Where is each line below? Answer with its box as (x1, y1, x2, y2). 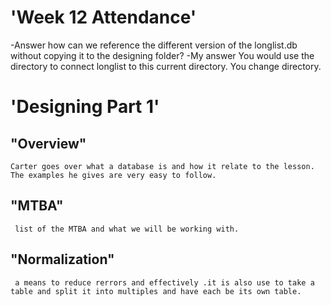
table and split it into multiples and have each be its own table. (10, 286, 302, 296)
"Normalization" (10, 251, 115, 268)
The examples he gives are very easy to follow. (10, 170, 217, 180)
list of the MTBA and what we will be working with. (14, 224, 240, 234)
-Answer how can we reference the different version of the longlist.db (10, 39, 298, 51)
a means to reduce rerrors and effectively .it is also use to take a (14, 277, 315, 288)
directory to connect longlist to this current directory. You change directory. (10, 60, 322, 72)
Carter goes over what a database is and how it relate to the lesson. (10, 161, 315, 171)
